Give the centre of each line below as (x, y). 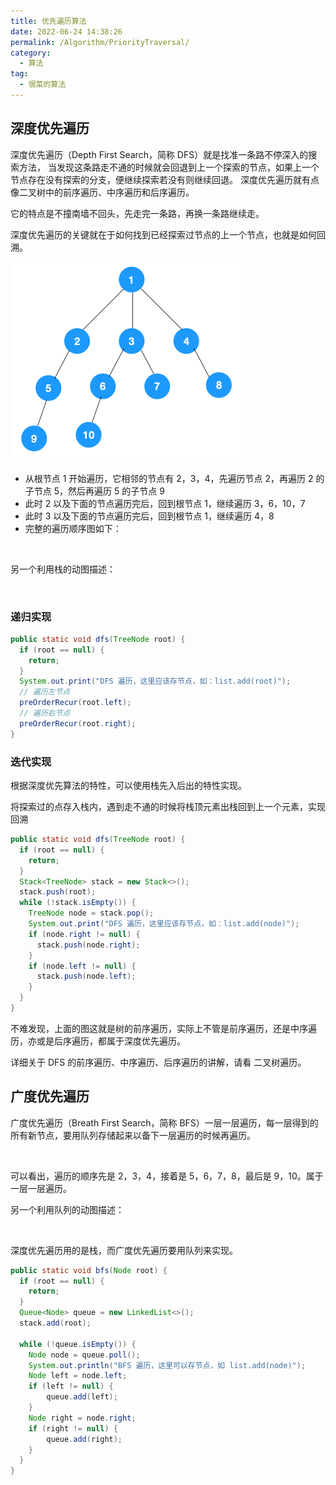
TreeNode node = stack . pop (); (91, 913)
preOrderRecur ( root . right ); (78, 723)
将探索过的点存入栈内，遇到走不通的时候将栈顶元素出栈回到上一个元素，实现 (168, 807)
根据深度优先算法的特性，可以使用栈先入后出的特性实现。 (128, 786)
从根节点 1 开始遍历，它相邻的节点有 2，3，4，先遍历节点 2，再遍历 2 (169, 478)
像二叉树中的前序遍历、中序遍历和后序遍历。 (102, 192)
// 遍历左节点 (45, 692)
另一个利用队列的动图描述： (67, 1209)
